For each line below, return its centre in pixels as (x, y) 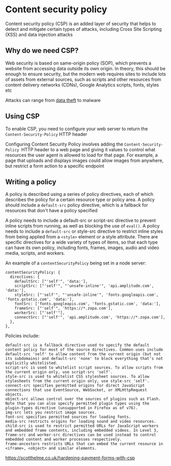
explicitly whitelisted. (32, 363)
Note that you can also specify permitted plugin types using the (77, 403)
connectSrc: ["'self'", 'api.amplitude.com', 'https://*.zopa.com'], (90, 317)
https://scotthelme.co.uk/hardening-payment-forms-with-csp (70, 458)
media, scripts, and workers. (35, 253)
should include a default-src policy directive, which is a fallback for (77, 205)
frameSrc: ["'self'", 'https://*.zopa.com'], (64, 309)
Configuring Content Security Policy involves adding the (64, 144)
